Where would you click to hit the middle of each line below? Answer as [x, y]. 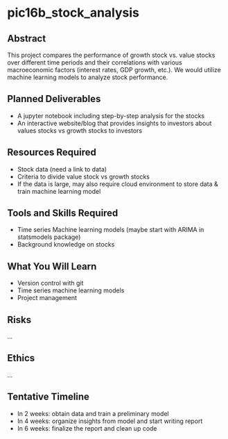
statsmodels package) [49, 237]
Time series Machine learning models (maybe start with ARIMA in [111, 230]
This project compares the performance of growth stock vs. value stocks [111, 55]
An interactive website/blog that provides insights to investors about [114, 123]
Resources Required [52, 152]
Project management [47, 298]
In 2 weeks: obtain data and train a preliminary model [93, 413]
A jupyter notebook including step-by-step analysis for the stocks [111, 115]
